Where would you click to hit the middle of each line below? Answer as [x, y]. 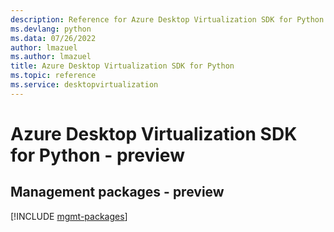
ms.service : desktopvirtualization [84, 85]
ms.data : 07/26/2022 [53, 38]
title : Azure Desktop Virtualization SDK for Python [122, 66]
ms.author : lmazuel [51, 57]
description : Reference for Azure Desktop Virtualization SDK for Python [167, 19]
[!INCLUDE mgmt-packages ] [69, 216]
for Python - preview [97, 155]
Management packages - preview [117, 192]
